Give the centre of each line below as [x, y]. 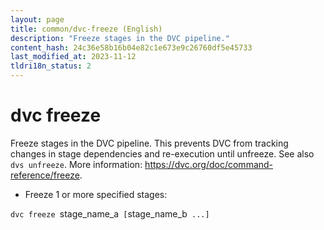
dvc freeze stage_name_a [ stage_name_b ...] [110, 213]
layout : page [37, 19]
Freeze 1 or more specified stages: [96, 194]
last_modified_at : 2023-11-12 [73, 57]
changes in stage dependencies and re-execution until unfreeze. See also [162, 153]
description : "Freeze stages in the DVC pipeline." [120, 38]
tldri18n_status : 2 [51, 66]
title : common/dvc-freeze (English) [86, 29]
